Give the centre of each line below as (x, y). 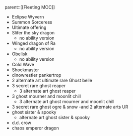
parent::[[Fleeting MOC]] (30, 7)
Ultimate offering (29, 27)
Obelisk (20, 54)
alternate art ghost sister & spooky (55, 117)
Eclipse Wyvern (28, 17)
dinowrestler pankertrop (36, 75)
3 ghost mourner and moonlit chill (46, 96)
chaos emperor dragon (35, 128)
